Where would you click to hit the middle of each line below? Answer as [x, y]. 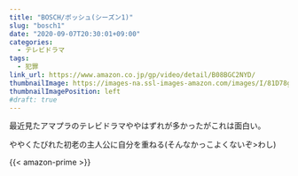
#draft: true [33, 99]
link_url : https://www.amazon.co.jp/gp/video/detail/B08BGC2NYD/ [132, 75]
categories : [31, 42]
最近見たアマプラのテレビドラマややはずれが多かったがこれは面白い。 [137, 126]
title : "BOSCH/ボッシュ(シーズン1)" [71, 17]
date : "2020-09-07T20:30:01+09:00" [75, 34]
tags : [19, 58]
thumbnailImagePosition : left [65, 91]
